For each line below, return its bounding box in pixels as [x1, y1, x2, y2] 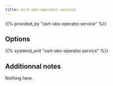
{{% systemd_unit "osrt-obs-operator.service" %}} [5, 48, 109, 54]
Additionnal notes [5, 62, 61, 70]
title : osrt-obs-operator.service [5, 7, 76, 12]
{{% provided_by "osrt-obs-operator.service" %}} [5, 21, 107, 27]
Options [5, 35, 31, 43]
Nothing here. [5, 75, 33, 81]
